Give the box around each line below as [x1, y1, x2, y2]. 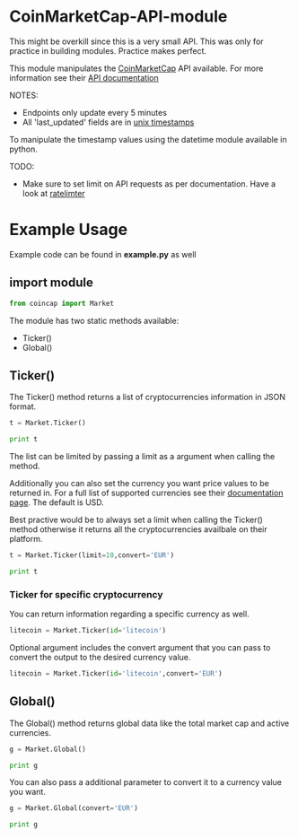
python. [9, 144, 38, 154]
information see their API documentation [9, 72, 159, 83]
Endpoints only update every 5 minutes [22, 107, 168, 118]
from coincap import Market [9, 299, 115, 308]
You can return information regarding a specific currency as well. [9, 608, 250, 620]
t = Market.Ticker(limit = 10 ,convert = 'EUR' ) [9, 551, 175, 560]
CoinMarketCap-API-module [9, 6, 228, 27]
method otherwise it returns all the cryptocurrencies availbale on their [9, 524, 267, 535]
